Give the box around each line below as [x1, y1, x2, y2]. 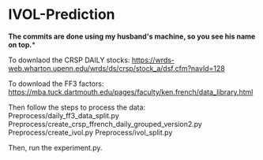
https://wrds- [131, 55, 175, 65]
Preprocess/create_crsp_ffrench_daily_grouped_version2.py [8, 119, 203, 128]
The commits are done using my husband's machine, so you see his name [8, 32, 256, 41]
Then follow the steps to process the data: [8, 102, 146, 112]
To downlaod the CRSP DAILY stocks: [8, 55, 130, 65]
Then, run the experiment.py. [8, 143, 103, 152]
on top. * [8, 39, 36, 49]
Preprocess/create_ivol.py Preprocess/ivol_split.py [8, 128, 173, 137]
